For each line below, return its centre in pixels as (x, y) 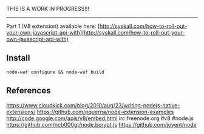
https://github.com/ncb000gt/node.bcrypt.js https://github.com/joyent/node (102, 124)
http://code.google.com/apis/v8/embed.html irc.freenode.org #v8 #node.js (100, 118)
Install (18, 58)
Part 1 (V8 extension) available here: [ (53, 26)
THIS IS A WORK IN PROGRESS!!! (48, 9)
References (29, 91)
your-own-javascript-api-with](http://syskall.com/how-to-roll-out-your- (96, 32)
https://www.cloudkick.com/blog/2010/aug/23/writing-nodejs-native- (93, 105)
